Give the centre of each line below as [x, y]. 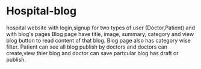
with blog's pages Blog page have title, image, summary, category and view [100, 34]
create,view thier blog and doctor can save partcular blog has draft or [92, 53]
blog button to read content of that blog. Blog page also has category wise [99, 40]
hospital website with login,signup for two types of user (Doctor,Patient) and [101, 28]
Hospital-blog [42, 11]
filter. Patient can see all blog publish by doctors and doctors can [87, 47]
